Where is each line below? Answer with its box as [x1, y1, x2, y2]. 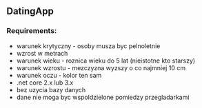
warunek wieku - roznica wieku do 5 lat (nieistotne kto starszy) [16, 56, 196, 65]
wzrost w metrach [16, 49, 68, 57]
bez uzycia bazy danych [16, 85, 86, 94]
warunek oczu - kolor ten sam [16, 71, 102, 79]
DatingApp [6, 6, 54, 17]
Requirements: [6, 26, 57, 36]
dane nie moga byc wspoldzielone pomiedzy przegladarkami [16, 93, 190, 101]
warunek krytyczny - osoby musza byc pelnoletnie [16, 41, 161, 50]
